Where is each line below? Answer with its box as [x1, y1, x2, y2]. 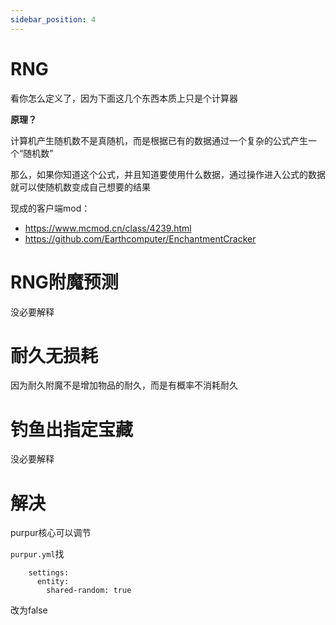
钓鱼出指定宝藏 [10, 418, 134, 441]
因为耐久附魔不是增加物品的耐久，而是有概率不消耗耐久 [10, 379, 238, 391]
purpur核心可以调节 [10, 527, 92, 539]
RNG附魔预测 [10, 271, 119, 293]
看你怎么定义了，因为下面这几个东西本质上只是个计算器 [10, 92, 238, 104]
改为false [10, 604, 48, 616]
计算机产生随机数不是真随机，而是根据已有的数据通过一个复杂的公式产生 [10, 134, 308, 146]
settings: [28, 568, 70, 578]
